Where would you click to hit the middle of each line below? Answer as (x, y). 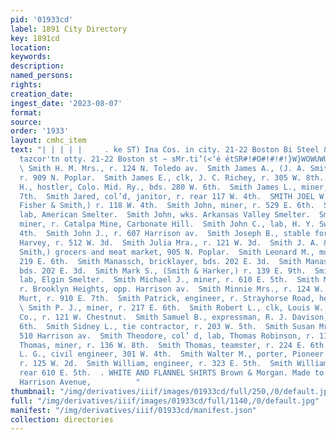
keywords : (31, 57)
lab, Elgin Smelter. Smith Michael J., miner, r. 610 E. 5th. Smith (169, 280)
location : (31, 47)
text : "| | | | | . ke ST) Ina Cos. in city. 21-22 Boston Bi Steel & (169, 150)
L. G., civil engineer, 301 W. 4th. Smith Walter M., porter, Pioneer (172, 354)
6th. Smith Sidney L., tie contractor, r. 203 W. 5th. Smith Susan (167, 326)
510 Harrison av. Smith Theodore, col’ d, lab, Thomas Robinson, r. (167, 336)
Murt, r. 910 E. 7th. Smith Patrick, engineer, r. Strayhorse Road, (167, 299)
